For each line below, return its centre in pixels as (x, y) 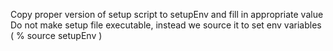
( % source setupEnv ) (56, 35)
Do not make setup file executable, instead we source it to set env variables (166, 25)
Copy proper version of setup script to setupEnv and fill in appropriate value (167, 14)
